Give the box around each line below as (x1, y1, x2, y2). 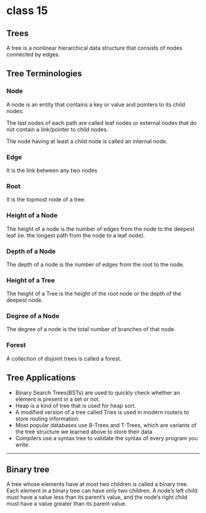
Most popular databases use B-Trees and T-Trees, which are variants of (15, 421, 197, 429)
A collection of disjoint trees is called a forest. (6, 354, 121, 362)
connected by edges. (6, 51, 60, 58)
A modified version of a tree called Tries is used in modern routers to (15, 408, 189, 416)
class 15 (6, 4, 48, 18)
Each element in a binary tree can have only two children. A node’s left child (6, 487, 198, 495)
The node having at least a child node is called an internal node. (6, 137, 168, 144)
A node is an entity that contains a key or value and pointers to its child (6, 100, 186, 108)
